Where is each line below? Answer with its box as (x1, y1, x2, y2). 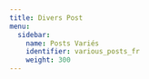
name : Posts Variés (25, 38, 100, 48)
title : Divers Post (9, 13, 84, 23)
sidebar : (17, 30, 51, 39)
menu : (9, 22, 30, 31)
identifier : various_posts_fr (25, 47, 141, 56)
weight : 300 (25, 55, 71, 64)
